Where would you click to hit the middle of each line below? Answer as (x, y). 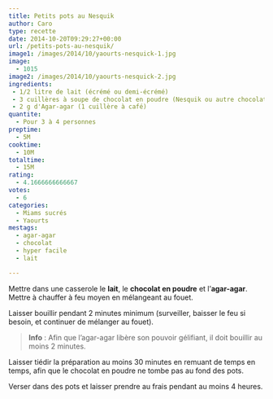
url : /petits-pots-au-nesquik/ (61, 46)
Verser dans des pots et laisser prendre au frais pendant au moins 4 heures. (136, 386)
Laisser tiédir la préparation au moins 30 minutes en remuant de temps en (132, 362)
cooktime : (25, 145)
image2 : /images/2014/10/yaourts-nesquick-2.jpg (92, 77)
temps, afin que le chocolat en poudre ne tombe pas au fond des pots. (126, 370)
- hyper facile (41, 251)
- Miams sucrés (41, 213)
